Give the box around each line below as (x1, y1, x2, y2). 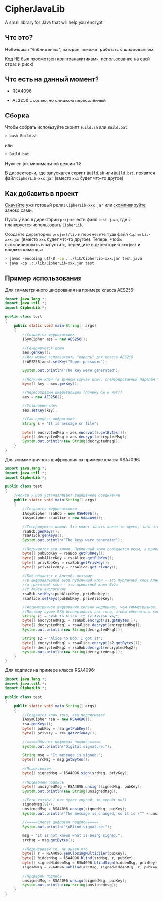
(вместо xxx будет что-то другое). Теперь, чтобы (21, 236, 123, 242)
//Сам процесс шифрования (22, 417, 75, 421)
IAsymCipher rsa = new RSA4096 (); (22, 717, 92, 722)
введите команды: (5, 247, 43, 252)
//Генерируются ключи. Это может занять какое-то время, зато (22, 524, 151, 529)
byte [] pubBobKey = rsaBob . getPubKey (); (22, 551, 105, 556)
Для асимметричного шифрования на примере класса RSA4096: (5, 457, 141, 462)
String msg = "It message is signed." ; (22, 752, 103, 758)
